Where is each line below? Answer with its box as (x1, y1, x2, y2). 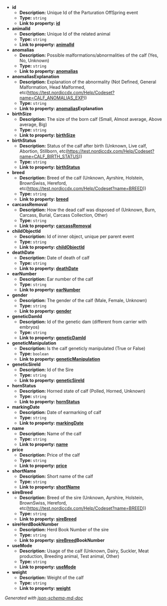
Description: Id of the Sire (19, 367, 73, 373)
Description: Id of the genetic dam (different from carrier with (19, 319, 147, 325)
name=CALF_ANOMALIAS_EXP (19, 95, 84, 101)
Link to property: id (19, 20, 60, 26)
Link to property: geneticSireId (19, 377, 84, 383)
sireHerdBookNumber (11, 521, 58, 527)
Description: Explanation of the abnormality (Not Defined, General (19, 79, 156, 85)
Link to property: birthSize (19, 132, 75, 138)
